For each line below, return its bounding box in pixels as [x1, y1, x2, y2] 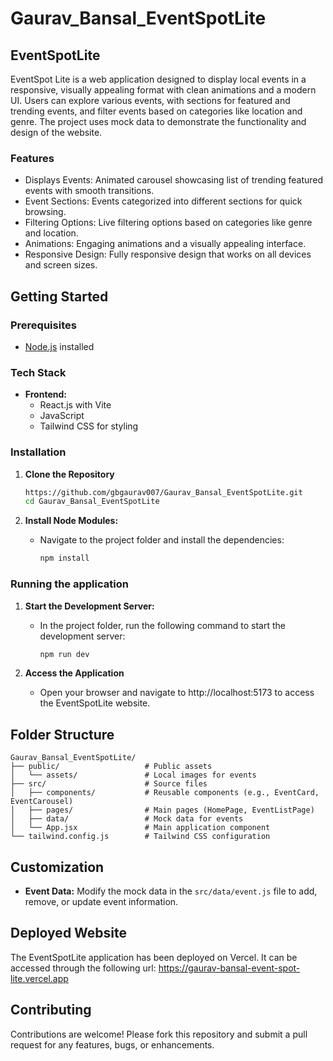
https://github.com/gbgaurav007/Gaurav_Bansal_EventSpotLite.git [24, 487, 303, 497]
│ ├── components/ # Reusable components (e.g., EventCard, [10, 788, 320, 798]
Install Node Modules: [24, 515, 119, 527]
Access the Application [24, 667, 125, 679]
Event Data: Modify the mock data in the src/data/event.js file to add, [24, 885, 318, 897]
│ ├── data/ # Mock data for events [10, 814, 244, 824]
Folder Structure [10, 726, 115, 743]
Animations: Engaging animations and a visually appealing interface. [24, 238, 307, 250]
